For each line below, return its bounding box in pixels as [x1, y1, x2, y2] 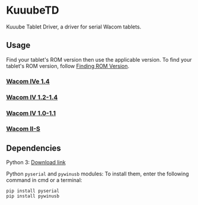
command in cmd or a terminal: [6, 177, 82, 184]
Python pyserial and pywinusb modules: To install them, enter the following [6, 170, 189, 178]
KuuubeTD [6, 4, 59, 17]
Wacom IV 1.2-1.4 [6, 93, 58, 101]
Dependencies [6, 143, 61, 153]
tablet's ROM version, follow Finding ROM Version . [6, 62, 129, 69]
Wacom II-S [6, 125, 40, 133]
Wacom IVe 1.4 [6, 77, 50, 85]
